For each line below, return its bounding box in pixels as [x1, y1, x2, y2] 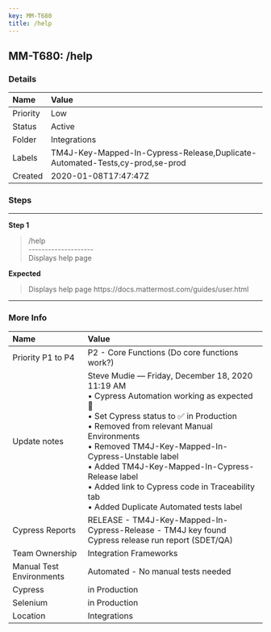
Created [12, 170, 44, 182]
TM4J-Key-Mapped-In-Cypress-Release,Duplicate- [51, 147, 257, 158]
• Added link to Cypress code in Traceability [87, 481, 256, 492]
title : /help [8, 19, 52, 27]
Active [51, 121, 75, 132]
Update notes [12, 435, 65, 446]
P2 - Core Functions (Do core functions [87, 346, 239, 358]
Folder [12, 134, 37, 145]
